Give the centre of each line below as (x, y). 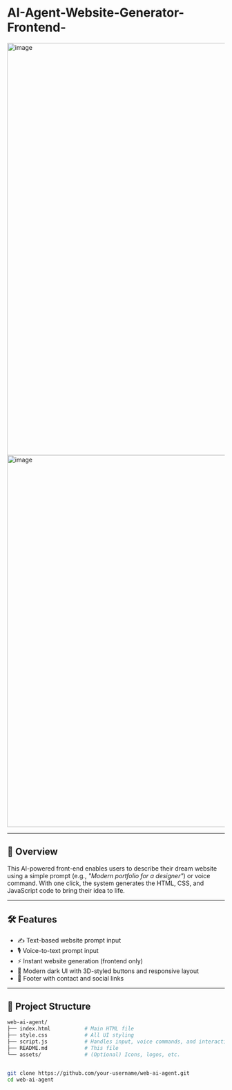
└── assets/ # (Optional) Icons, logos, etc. (94, 1054)
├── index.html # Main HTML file (71, 1029)
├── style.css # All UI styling (71, 1035)
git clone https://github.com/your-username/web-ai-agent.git (98, 1073)
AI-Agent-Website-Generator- (96, 13)
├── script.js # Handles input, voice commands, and (101, 1042)
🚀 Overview (32, 852)
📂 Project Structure (49, 1006)
